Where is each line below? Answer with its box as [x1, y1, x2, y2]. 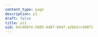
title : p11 [5, 20, 27, 25]
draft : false [5, 16, 31, 21]
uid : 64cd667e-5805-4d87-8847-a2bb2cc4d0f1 [5, 25, 94, 30]
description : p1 [5, 12, 37, 16]
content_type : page [5, 7, 44, 12]
